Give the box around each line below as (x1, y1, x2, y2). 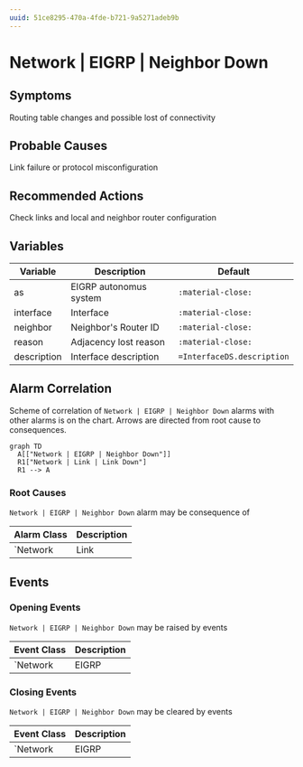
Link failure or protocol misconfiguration (9, 162, 159, 173)
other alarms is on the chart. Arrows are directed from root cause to (9, 415, 262, 426)
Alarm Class (14, 528, 68, 541)
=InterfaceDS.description (178, 351, 289, 362)
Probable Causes (9, 138, 108, 154)
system (70, 292, 102, 304)
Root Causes (9, 486, 67, 499)
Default (217, 266, 251, 278)
